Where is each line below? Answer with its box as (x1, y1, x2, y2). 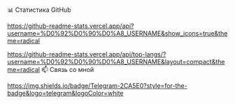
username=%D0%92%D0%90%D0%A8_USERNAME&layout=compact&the (7, 58, 225, 66)
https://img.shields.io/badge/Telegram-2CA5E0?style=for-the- (7, 82, 187, 89)
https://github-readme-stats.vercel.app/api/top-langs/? (7, 50, 166, 58)
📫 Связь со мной (41, 66, 94, 73)
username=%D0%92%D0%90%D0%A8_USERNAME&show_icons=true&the (7, 29, 228, 37)
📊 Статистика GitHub (7, 6, 71, 14)
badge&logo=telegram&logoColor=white (7, 89, 124, 97)
